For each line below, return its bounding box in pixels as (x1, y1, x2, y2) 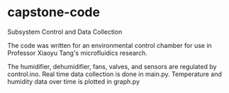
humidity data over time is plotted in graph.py (7, 77, 140, 85)
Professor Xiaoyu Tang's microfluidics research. (7, 49, 147, 57)
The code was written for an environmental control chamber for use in (7, 41, 213, 49)
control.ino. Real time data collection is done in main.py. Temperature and (7, 70, 222, 78)
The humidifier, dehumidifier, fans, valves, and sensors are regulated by (7, 62, 217, 70)
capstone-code (7, 4, 101, 20)
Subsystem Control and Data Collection (7, 27, 123, 36)
